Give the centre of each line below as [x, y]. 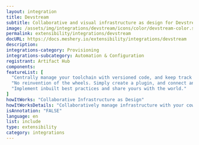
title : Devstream [28, 17]
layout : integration [32, 12]
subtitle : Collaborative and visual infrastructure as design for [90, 22]
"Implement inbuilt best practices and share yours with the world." [99, 89]
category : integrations [36, 133]
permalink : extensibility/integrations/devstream [69, 34]
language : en [22, 116]
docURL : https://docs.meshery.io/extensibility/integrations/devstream [96, 39]
